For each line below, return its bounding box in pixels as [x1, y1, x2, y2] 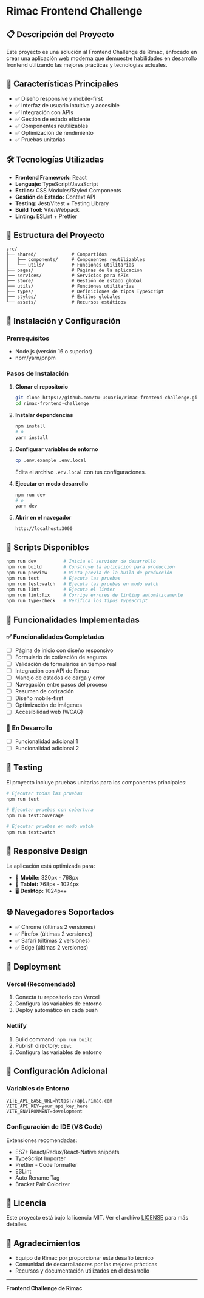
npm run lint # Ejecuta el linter [6, 586, 115, 593]
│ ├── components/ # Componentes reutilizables [6, 257, 146, 263]
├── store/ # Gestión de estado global [6, 278, 143, 284]
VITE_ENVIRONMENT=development [6, 1109, 83, 1115]
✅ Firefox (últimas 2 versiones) [15, 930, 93, 937]
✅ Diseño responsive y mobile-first [15, 95, 103, 102]
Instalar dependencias [15, 412, 73, 419]
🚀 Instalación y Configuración [6, 316, 121, 326]
